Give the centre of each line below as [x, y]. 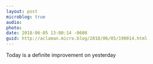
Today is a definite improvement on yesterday [61, 55]
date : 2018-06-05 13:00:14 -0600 [47, 33]
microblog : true [26, 17]
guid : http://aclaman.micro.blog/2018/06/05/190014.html [77, 38]
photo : [14, 28]
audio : [14, 22]
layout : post [22, 11]
